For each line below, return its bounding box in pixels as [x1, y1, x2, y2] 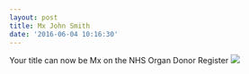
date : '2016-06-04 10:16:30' [9, 29, 119, 38]
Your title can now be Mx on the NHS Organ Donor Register [9, 55, 229, 66]
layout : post [9, 12, 58, 22]
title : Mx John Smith [9, 21, 91, 30]
